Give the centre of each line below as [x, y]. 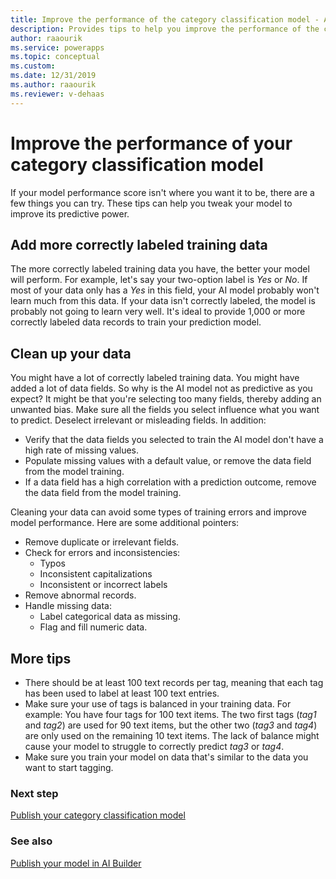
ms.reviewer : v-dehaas [57, 94]
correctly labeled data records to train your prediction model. [136, 322]
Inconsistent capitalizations [96, 574]
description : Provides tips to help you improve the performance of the [165, 29]
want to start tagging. [69, 767]
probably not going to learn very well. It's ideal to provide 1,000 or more [158, 312]
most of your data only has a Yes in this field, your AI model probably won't [165, 290]
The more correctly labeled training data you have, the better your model [160, 269]
